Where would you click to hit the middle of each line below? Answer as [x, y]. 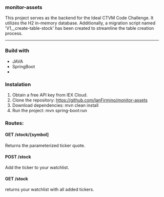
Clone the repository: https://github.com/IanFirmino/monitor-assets [80, 100]
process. [14, 34]
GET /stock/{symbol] [27, 135]
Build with [17, 51]
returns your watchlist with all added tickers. [50, 190]
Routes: [14, 123]
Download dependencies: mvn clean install [55, 105]
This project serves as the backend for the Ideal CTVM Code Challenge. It [79, 18]
